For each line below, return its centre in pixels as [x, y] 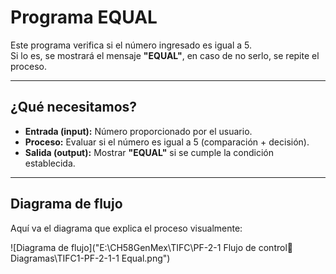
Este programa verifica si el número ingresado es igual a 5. [131, 45]
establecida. [50, 163]
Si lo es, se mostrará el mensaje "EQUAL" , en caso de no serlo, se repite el [165, 55]
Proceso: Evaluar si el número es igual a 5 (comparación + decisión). [167, 142]
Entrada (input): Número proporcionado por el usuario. [138, 131]
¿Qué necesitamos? [74, 107]
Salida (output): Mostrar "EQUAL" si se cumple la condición [149, 152]
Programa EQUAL [84, 17]
